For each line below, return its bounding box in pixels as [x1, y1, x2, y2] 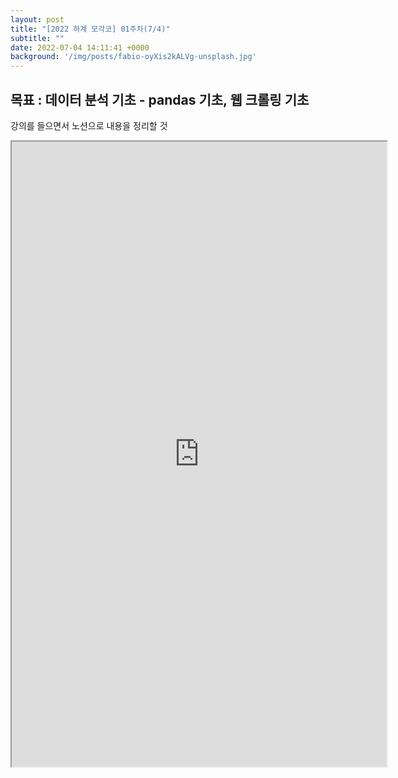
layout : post [10, 14, 65, 25]
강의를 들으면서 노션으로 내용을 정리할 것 [10, 119, 168, 131]
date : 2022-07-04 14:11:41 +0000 [10, 42, 150, 53]
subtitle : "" [10, 33, 65, 43]
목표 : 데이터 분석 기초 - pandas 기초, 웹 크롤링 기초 [10, 91, 310, 108]
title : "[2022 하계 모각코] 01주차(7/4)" [10, 24, 171, 34]
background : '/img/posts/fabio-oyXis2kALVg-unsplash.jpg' [10, 52, 257, 62]
